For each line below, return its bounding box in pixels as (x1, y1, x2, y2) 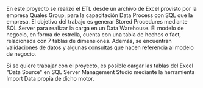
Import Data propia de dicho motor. (6, 75, 94, 82)
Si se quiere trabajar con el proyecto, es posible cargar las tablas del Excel (6, 62, 194, 69)
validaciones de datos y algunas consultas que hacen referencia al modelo (6, 44, 194, 51)
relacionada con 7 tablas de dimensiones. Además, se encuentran (6, 38, 172, 44)
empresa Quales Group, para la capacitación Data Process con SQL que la (6, 12, 193, 19)
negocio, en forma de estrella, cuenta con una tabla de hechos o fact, (6, 31, 182, 38)
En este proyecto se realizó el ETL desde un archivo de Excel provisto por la (6, 5, 197, 12)
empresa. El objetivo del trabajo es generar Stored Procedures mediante (6, 18, 188, 25)
